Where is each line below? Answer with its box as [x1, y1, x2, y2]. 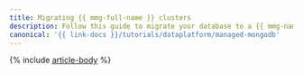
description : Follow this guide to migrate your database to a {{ [9, 22, 264, 31]
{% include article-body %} [9, 55, 112, 66]
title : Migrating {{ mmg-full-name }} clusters [9, 13, 192, 23]
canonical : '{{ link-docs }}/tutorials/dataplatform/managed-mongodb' [9, 30, 280, 39]
